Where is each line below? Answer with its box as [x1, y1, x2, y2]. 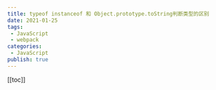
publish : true [7, 56, 49, 63]
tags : [7, 23, 23, 30]
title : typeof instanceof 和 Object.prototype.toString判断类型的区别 [7, 10, 210, 18]
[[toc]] [7, 75, 26, 84]
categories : [7, 43, 42, 50]
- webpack [10, 37, 39, 44]
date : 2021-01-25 [7, 17, 58, 24]
